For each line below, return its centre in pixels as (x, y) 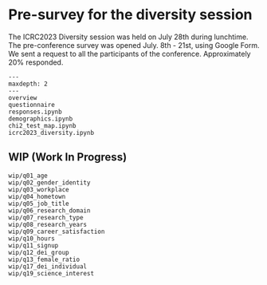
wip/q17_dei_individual (48, 266)
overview (23, 97)
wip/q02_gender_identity (49, 182)
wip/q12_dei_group (39, 252)
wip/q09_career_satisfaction (57, 232)
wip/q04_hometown (37, 196)
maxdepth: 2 (28, 84)
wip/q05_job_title (39, 204)
